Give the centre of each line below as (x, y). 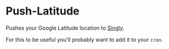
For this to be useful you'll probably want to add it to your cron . (84, 39)
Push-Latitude (43, 11)
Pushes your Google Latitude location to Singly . (65, 28)
